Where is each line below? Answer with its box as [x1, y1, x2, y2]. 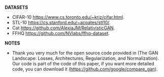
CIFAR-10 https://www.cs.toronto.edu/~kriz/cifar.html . [12, 14, 125, 20]
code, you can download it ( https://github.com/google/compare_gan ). [12, 66, 158, 72]
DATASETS [5, 5, 28, 10]
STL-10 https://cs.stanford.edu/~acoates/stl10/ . [12, 20, 111, 25]
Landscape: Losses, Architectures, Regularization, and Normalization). [12, 55, 159, 61]
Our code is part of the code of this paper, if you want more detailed [12, 61, 155, 66]
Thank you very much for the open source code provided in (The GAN [12, 50, 158, 56]
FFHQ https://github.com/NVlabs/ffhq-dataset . [12, 30, 110, 36]
